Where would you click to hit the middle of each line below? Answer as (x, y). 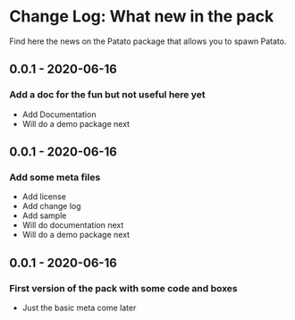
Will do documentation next (73, 225)
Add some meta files (55, 177)
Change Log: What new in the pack (142, 17)
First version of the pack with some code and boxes (124, 288)
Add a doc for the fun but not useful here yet (107, 95)
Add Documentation (59, 114)
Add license (44, 197)
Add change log (52, 206)
